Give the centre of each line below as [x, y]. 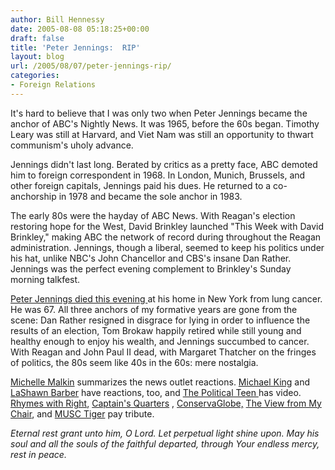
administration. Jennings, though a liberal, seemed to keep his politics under [167, 247]
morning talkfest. [45, 279]
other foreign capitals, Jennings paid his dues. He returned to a [141, 185]
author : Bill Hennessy [57, 19]
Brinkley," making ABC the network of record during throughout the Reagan [166, 237]
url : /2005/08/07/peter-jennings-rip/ [91, 66]
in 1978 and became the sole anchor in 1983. [150, 196]
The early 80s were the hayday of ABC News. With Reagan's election [153, 215]
